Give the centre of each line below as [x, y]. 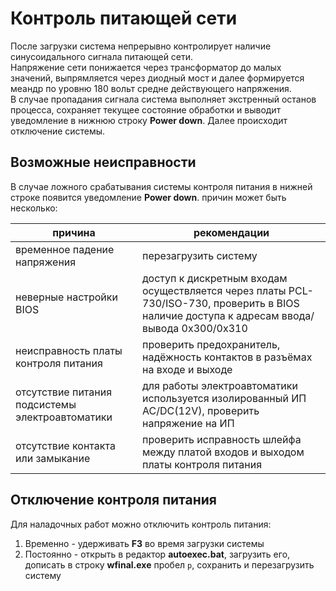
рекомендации [231, 232]
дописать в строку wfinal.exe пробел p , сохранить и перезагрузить [169, 564]
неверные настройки [66, 297]
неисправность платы [69, 350]
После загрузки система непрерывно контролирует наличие [141, 46]
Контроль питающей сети [124, 18]
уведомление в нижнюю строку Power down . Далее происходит [149, 120]
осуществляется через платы [214, 290]
